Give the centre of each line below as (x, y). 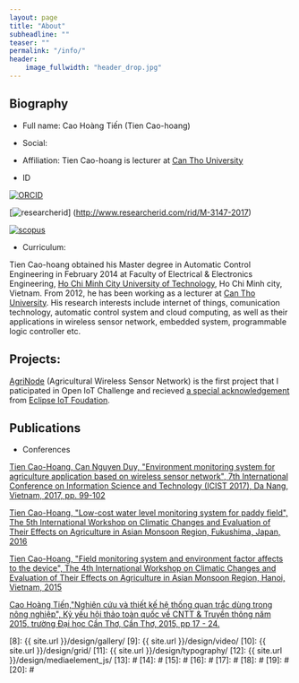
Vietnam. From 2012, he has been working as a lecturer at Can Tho (132, 293)
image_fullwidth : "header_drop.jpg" (94, 68)
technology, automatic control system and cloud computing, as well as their (149, 312)
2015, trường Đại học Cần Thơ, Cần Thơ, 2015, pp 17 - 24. (115, 624)
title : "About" (38, 26)
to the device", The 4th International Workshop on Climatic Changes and (143, 568)
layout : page (34, 17)
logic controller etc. (45, 331)
